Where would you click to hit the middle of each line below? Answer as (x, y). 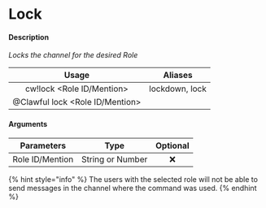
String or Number (114, 159)
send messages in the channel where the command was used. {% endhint (133, 188)
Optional (172, 145)
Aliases (178, 76)
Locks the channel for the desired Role (73, 55)
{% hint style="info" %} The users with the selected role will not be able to (133, 179)
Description (29, 37)
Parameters (43, 145)
